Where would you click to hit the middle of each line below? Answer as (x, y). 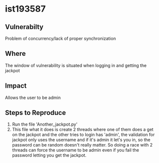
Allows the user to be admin (33, 98)
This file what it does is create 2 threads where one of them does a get (83, 130)
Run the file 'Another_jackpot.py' (45, 124)
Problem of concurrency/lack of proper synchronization (61, 38)
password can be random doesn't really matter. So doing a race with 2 (82, 145)
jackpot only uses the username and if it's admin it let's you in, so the (81, 140)
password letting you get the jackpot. (49, 155)
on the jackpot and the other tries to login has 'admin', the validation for (83, 135)
